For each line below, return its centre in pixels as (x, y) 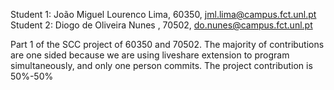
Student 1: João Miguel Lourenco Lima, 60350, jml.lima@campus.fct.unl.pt (163, 14)
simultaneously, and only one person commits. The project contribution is (161, 65)
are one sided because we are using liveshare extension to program (150, 55)
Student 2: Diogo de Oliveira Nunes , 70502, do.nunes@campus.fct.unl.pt (161, 25)
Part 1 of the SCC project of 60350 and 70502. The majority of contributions (167, 44)
